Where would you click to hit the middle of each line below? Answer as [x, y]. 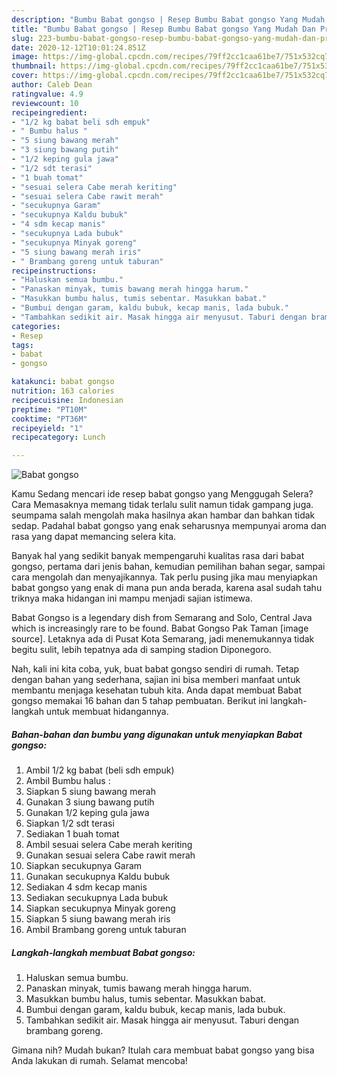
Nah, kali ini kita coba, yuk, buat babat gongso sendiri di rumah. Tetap [155, 669]
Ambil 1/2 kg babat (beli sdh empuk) [100, 770]
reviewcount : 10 [45, 103]
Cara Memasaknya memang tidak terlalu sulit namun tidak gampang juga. [162, 505]
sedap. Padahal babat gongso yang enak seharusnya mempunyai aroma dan [169, 526]
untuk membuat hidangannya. [107, 712]
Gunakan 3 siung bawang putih [90, 802]
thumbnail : [34, 66]
